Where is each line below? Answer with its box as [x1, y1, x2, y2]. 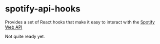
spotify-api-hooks [5, 3, 80, 14]
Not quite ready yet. [5, 33, 45, 39]
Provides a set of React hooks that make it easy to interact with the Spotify [5, 19, 155, 25]
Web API [5, 24, 23, 30]
